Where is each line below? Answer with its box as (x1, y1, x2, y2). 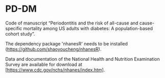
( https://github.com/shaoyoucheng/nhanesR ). (5, 46, 102, 52)
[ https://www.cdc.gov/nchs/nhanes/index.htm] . (5, 67, 105, 73)
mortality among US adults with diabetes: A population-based (23, 25, 153, 31)
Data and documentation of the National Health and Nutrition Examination (5, 56, 160, 62)
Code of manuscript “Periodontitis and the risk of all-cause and (5, 20, 139, 26)
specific (5, 25, 22, 31)
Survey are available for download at (5, 61, 83, 67)
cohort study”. (5, 31, 35, 37)
